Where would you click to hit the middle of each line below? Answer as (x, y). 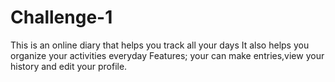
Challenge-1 (61, 17)
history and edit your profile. (69, 66)
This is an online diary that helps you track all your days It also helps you (160, 45)
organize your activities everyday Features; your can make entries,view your (167, 55)
